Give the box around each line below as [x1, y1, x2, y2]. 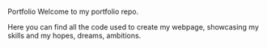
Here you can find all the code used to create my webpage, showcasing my [7, 22, 260, 31]
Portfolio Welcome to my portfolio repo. [7, 7, 139, 16]
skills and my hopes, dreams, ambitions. [7, 31, 142, 40]
